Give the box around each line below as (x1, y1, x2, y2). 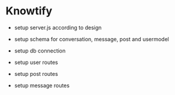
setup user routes (14, 59, 58, 66)
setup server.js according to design (14, 24, 102, 31)
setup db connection (14, 47, 66, 54)
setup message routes (14, 82, 70, 89)
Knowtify (5, 4, 53, 18)
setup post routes (14, 70, 58, 77)
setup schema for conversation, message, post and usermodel (14, 35, 169, 42)
